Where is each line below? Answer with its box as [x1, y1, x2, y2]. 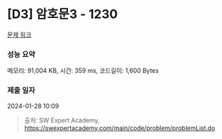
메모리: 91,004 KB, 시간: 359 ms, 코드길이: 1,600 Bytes [7, 66, 160, 75]
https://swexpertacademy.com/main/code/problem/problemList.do [24, 124, 216, 132]
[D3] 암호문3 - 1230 [7, 6, 118, 22]
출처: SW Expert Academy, [24, 115, 100, 124]
